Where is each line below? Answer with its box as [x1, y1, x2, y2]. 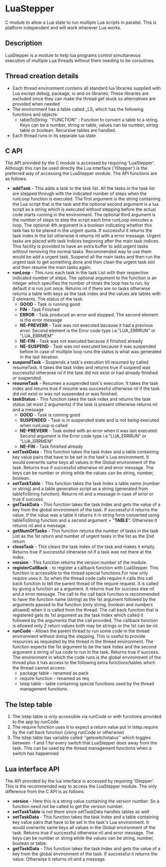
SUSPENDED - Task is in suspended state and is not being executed [19, 417, 160, 423]
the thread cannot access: [12, 665, 66, 671]
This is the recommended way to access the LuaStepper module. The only [5, 783, 157, 789]
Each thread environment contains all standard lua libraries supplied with [12, 85, 161, 91]
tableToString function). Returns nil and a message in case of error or [12, 491, 154, 497]
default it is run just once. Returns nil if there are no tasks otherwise [12, 286, 151, 292]
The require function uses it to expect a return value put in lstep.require [12, 724, 159, 730]
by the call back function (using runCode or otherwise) [12, 730, 124, 736]
